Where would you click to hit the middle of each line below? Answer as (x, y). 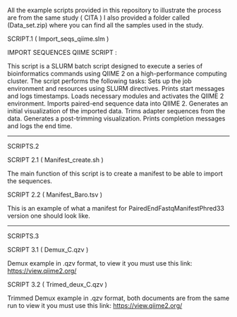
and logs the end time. (40, 126)
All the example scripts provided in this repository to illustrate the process (114, 10)
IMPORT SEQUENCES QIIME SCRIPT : (62, 52)
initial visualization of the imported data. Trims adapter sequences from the (116, 111)
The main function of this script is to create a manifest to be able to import (115, 173)
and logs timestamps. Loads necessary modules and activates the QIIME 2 (116, 96)
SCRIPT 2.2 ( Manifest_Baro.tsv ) (55, 194)
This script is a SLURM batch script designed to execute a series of (105, 66)
